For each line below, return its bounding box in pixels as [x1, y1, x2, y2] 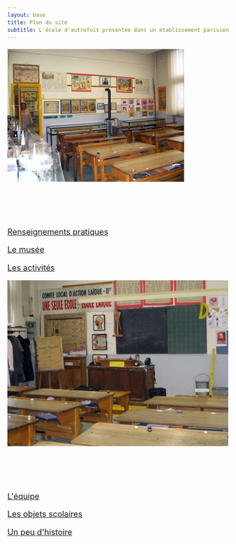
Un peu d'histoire [7, 526, 73, 537]
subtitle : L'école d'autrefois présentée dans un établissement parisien [7, 26, 230, 33]
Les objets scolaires [7, 509, 83, 519]
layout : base [7, 11, 46, 18]
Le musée [7, 244, 45, 255]
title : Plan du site [7, 18, 69, 26]
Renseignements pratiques [7, 226, 109, 237]
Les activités [7, 262, 55, 272]
